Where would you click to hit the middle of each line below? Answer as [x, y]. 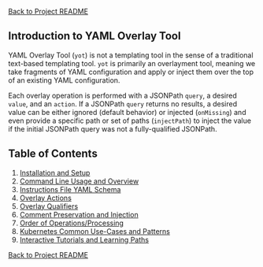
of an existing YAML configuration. [64, 80]
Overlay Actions [46, 198]
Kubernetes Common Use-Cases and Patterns [95, 231]
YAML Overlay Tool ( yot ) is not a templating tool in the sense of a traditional [131, 55]
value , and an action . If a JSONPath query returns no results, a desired [123, 104]
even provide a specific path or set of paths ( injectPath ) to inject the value [130, 121]
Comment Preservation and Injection [79, 214]
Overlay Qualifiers [49, 206]
